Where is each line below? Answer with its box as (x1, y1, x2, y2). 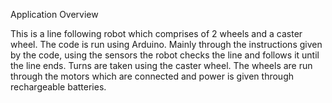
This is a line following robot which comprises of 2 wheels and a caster (10, 28, 303, 39)
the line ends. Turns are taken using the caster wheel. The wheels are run (10, 60, 313, 71)
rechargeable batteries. (10, 81, 107, 93)
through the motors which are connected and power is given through (10, 70, 294, 82)
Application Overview (10, 9, 99, 20)
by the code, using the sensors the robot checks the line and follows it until (10, 49, 320, 61)
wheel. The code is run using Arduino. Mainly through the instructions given (10, 39, 323, 50)
